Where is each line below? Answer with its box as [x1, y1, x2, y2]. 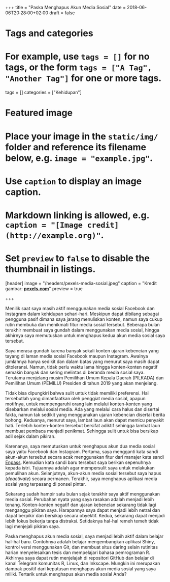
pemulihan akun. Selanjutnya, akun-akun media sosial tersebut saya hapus [5, 470, 161, 476]
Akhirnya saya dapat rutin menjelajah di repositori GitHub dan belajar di [5, 555, 154, 561]
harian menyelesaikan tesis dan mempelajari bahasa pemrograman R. [5, 549, 151, 556]
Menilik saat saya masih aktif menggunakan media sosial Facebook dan [5, 305, 155, 311]
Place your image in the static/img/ [5, 130, 158, 142]
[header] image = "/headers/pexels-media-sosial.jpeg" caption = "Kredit [5, 280, 157, 286]
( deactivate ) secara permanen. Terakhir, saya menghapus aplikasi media [5, 476, 157, 482]
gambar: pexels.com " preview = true [5, 285, 83, 292]
